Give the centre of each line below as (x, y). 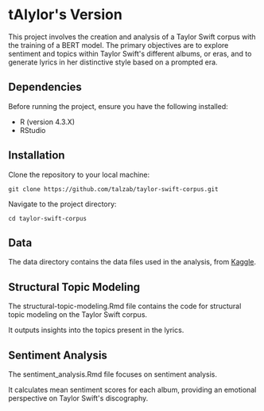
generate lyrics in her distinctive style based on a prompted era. (113, 62)
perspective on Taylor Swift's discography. (78, 398)
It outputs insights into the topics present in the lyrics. (96, 330)
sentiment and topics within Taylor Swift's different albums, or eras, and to (130, 53)
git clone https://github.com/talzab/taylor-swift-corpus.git (113, 189)
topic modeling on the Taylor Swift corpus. (78, 315)
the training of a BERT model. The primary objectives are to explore (118, 45)
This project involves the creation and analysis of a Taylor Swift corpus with (132, 37)
